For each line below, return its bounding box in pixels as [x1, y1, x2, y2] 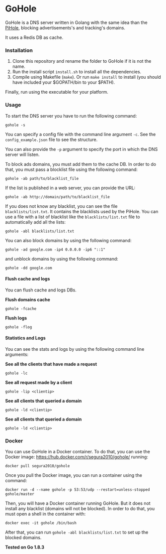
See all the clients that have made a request [5, 361, 97, 367]
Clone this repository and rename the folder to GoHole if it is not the [12, 58, 152, 64]
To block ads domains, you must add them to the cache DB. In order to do [5, 161, 157, 167]
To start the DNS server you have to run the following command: [5, 113, 137, 119]
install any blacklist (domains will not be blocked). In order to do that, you [5, 506, 155, 512]
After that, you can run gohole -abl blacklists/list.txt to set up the [5, 529, 149, 536]
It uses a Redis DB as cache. [5, 34, 64, 40]
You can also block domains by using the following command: [5, 237, 132, 243]
